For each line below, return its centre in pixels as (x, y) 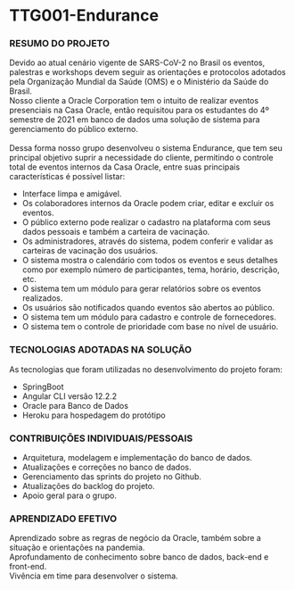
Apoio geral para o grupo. (70, 495)
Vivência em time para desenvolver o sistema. (94, 576)
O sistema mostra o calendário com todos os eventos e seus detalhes (150, 261)
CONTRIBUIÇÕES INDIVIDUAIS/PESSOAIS (101, 438)
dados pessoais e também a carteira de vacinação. (116, 232)
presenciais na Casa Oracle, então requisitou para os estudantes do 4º (139, 110)
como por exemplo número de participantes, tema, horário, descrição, (151, 270)
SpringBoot (43, 386)
